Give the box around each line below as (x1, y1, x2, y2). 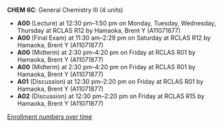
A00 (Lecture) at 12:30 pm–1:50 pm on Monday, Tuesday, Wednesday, (16, 19, 216, 27)
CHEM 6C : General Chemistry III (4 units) (7, 6, 124, 14)
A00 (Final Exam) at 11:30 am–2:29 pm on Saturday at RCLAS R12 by (16, 34, 211, 42)
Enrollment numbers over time (7, 113, 93, 121)
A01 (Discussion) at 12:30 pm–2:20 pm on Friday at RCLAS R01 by (16, 78, 204, 85)
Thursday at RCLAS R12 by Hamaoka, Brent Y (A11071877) (16, 27, 181, 34)
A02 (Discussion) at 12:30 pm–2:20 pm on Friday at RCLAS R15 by (16, 92, 204, 100)
